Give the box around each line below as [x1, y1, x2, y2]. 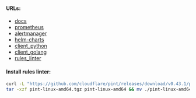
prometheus [14, 24, 44, 31]
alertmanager [14, 30, 47, 37]
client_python [14, 43, 48, 50]
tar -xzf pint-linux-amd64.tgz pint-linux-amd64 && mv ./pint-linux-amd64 [6, 86, 192, 93]
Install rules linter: [6, 68, 51, 75]
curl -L [6, 81, 25, 87]
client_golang [14, 48, 47, 55]
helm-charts [14, 36, 44, 43]
